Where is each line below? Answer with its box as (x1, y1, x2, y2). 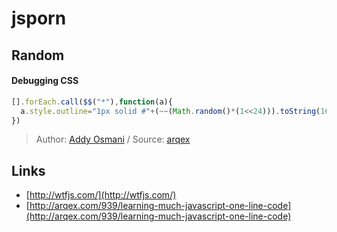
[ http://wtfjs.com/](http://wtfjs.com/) (25, 189, 177, 201)
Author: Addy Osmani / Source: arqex (35, 133, 191, 146)
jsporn (11, 7, 67, 30)
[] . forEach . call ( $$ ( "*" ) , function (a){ (11, 97, 173, 107)
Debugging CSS (11, 75, 79, 87)
